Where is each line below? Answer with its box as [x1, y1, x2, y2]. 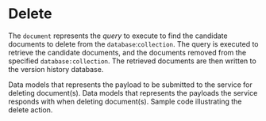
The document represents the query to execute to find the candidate [8, 31, 228, 40]
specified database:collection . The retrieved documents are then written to [8, 56, 256, 66]
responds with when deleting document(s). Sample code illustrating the [8, 96, 242, 106]
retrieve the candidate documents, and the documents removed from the [8, 47, 247, 57]
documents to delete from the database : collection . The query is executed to [8, 39, 259, 48]
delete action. [8, 104, 53, 115]
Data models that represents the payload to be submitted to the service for [8, 80, 253, 89]
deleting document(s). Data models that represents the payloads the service [8, 88, 258, 97]
